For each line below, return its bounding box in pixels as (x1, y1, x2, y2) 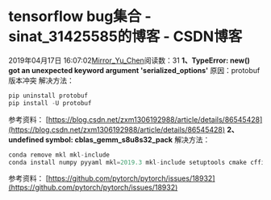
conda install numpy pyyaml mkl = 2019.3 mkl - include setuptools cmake (8, 158, 248, 166)
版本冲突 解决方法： (8, 76, 74, 85)
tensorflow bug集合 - (8, 7, 152, 26)
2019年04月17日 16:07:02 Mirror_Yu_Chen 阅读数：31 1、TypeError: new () (8, 55, 250, 65)
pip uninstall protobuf (8, 92, 89, 100)
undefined (8, 134, 44, 145)
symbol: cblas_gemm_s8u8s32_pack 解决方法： (45, 134, 211, 145)
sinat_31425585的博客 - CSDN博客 (8, 27, 243, 46)
